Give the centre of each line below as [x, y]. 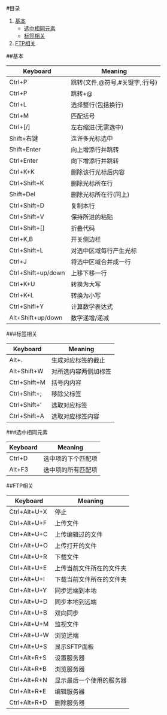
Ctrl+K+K [22, 172]
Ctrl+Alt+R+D [28, 702]
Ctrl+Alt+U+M [29, 624]
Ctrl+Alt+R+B [28, 669]
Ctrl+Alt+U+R [28, 556]
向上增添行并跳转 [95, 150]
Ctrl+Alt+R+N [28, 680]
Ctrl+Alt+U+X [28, 512]
